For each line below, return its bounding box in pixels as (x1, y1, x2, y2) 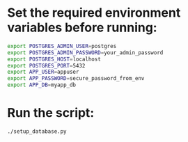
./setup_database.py (7, 128, 68, 135)
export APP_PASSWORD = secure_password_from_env (7, 75, 145, 82)
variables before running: (7, 19, 158, 35)
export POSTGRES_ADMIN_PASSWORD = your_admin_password (7, 49, 164, 56)
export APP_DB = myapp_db (7, 81, 77, 88)
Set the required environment (7, 5, 181, 21)
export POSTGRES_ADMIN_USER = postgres (7, 42, 117, 49)
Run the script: (7, 105, 95, 121)
